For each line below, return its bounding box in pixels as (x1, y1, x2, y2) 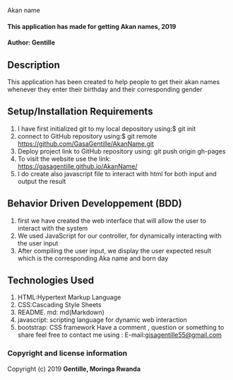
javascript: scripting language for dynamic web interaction (17, 316, 187, 324)
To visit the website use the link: (17, 154, 112, 163)
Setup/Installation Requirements (7, 105, 153, 117)
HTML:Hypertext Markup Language (17, 293, 121, 301)
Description (7, 59, 60, 71)
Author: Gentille (7, 38, 55, 47)
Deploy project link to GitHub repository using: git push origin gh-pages (17, 146, 226, 155)
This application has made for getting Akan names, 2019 (7, 22, 177, 30)
